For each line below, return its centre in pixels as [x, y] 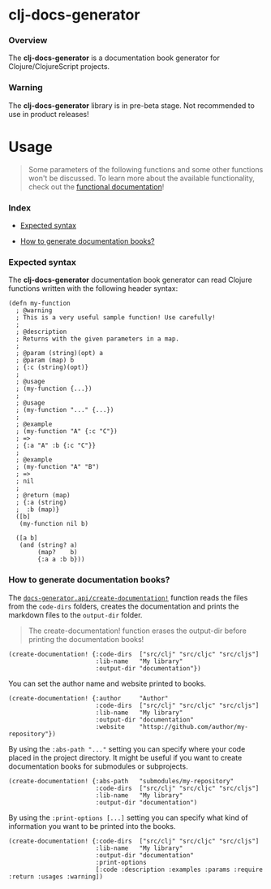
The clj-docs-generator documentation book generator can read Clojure [131, 280]
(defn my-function [39, 304]
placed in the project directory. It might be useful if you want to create [125, 757]
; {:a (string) [41, 503]
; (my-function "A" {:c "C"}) [67, 431]
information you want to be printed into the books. [92, 826]
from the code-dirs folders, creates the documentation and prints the [124, 606]
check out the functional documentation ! [96, 186]
